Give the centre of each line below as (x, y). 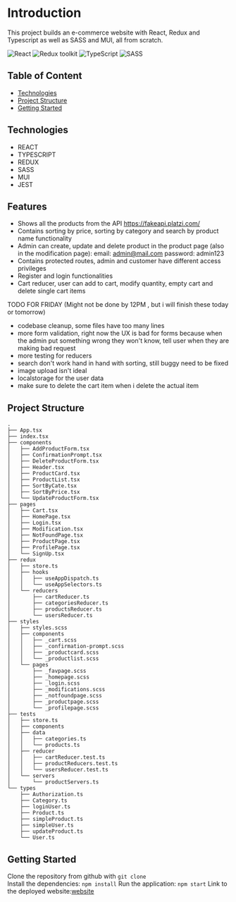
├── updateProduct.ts (51, 831)
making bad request (46, 348)
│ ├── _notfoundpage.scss (55, 696)
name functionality (45, 238)
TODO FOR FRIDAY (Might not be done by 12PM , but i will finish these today (118, 305)
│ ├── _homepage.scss (49, 677)
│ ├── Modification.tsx (45, 529)
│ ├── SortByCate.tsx (42, 486)
